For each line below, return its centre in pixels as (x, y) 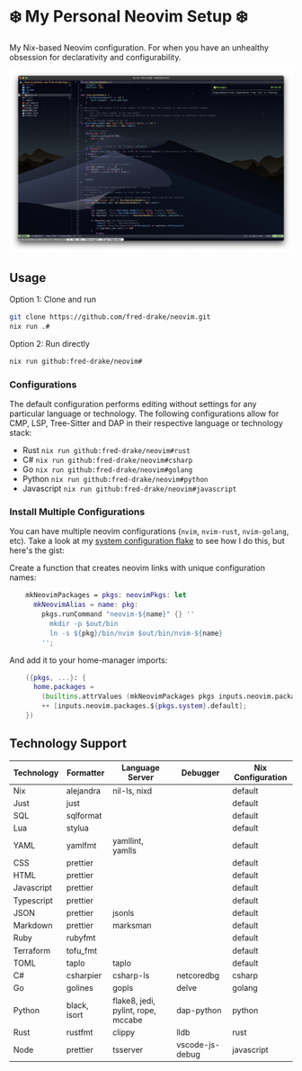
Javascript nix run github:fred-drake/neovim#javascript (129, 489)
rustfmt (80, 1032)
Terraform (32, 950)
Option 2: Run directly (49, 343)
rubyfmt (81, 938)
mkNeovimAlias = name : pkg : (86, 605)
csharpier (84, 976)
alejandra (84, 790)
